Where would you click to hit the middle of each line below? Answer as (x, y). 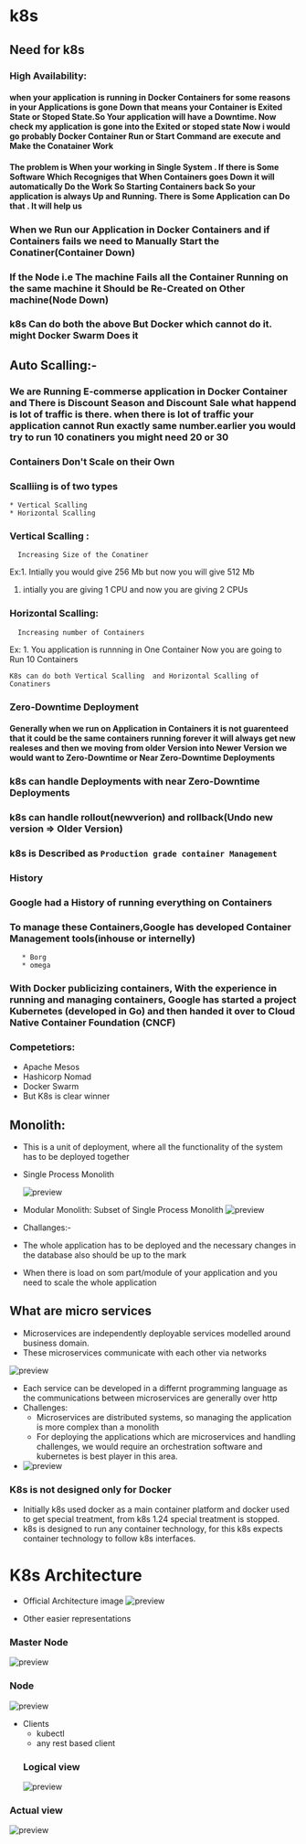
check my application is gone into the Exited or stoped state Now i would (150, 127)
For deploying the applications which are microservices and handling (166, 1436)
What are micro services (81, 1311)
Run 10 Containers (44, 659)
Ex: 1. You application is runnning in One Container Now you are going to (146, 649)
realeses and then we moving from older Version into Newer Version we (148, 748)
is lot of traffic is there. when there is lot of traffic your (132, 414)
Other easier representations (77, 1619)
